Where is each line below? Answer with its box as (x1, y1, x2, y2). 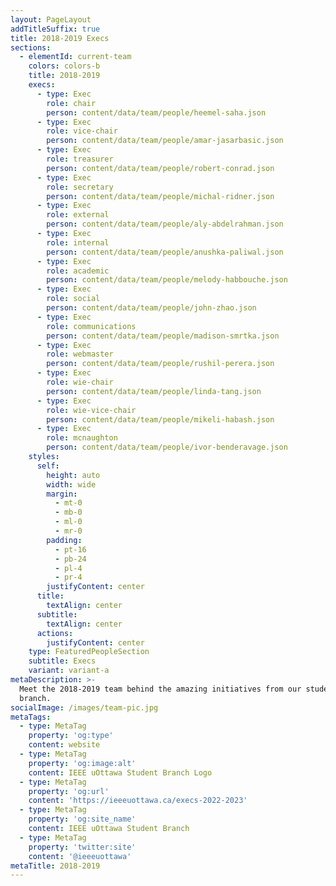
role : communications (46, 321, 137, 331)
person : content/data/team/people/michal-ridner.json (46, 191, 275, 201)
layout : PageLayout (10, 14, 92, 25)
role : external (46, 210, 110, 220)
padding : (46, 535, 83, 545)
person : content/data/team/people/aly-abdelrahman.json (46, 219, 284, 230)
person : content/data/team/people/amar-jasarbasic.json (46, 136, 284, 146)
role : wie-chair (46, 377, 114, 387)
